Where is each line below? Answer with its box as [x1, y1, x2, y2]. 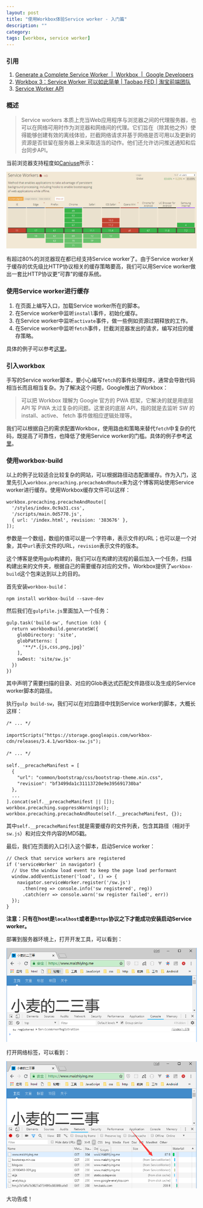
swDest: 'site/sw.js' [17, 656, 71, 663]
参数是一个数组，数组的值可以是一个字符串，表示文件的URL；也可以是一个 [6, 535, 192, 542]
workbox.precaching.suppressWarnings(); [6, 805, 110, 811]
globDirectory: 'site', [17, 632, 77, 638]
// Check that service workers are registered [6, 855, 126, 862]
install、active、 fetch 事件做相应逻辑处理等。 [21, 412, 136, 419]
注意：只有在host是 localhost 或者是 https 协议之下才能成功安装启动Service [6, 915, 192, 922]
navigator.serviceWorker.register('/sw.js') [17, 879, 131, 886]
